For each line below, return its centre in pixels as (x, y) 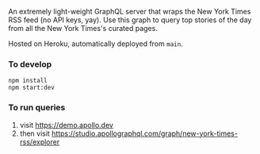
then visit (34, 133)
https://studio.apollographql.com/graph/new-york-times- (144, 133)
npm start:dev (32, 88)
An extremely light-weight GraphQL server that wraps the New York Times (130, 12)
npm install (28, 81)
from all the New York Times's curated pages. (83, 28)
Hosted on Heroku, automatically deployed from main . (96, 44)
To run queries (37, 108)
